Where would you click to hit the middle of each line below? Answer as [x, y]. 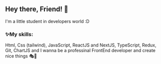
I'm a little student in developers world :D [47, 21]
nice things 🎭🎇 [21, 56]
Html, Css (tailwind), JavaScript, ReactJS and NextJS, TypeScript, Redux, [81, 45]
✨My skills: [19, 34]
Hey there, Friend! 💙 [37, 9]
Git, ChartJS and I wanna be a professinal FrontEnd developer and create [80, 50]
